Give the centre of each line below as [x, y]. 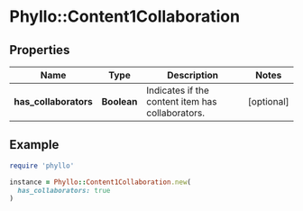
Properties [40, 50]
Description [193, 75]
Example [34, 145]
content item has [182, 101]
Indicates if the [177, 90]
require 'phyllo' [42, 165]
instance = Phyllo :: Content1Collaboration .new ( [101, 182]
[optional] [268, 101]
